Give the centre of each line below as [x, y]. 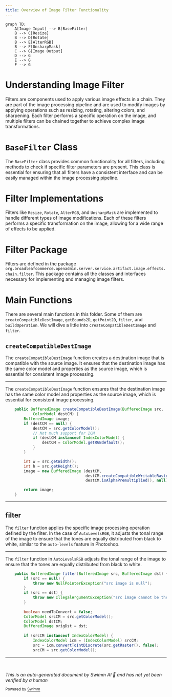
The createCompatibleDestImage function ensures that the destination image [85, 389]
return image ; [39, 490]
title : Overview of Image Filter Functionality [57, 10]
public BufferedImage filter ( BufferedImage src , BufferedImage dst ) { [91, 574]
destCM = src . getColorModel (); [66, 428]
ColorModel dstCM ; [43, 622]
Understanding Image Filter [65, 85]
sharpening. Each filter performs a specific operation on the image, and [81, 115]
